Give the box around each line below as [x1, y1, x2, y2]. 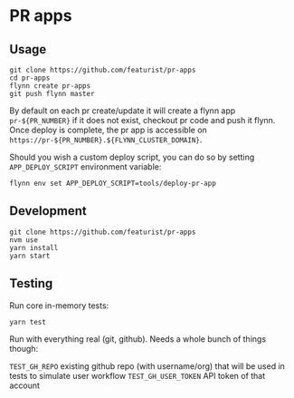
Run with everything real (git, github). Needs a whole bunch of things [9, 333, 267, 345]
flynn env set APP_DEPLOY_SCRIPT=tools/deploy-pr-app [9, 179, 217, 188]
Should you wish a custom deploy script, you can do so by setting [9, 151, 255, 162]
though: [9, 343, 39, 354]
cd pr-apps [9, 73, 51, 83]
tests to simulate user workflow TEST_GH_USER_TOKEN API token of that [9, 370, 266, 381]
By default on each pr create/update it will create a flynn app [9, 105, 236, 116]
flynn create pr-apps [9, 82, 91, 91]
